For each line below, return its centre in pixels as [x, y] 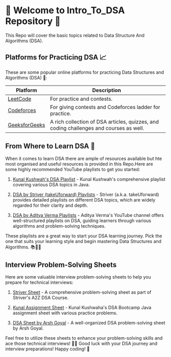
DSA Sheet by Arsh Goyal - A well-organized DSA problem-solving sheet [89, 323]
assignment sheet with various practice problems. [65, 313]
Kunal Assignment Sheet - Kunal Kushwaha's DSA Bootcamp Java [82, 308]
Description [107, 90]
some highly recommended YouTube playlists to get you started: [73, 169]
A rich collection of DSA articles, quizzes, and [105, 122]
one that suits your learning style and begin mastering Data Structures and [83, 241]
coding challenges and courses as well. [97, 128]
